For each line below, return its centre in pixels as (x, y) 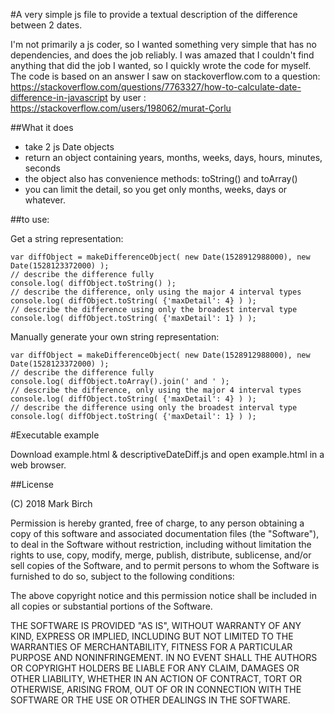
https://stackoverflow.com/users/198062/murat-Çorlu (121, 108)
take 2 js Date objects (69, 147)
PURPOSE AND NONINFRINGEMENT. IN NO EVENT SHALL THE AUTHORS (164, 657)
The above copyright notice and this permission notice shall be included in (163, 595)
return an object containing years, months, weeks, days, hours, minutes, (173, 157)
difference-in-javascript (59, 97)
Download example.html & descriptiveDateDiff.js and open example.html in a (167, 454)
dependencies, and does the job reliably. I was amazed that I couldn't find (162, 55)
